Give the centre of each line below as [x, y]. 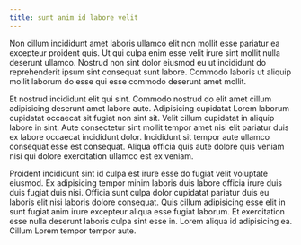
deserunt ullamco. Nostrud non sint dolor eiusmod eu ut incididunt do [138, 62]
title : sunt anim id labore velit [74, 17]
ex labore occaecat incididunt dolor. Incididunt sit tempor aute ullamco [140, 136]
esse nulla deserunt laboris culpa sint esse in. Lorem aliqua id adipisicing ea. [151, 221]
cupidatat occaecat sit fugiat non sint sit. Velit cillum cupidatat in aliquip [142, 118]
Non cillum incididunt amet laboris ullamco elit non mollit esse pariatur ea [145, 43]
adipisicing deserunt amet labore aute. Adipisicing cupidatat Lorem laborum [150, 108]
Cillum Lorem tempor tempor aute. [73, 231]
